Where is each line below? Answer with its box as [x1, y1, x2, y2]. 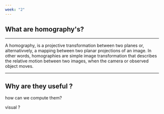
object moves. [5, 63, 34, 69]
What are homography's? [5, 25, 84, 34]
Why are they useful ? [5, 82, 73, 90]
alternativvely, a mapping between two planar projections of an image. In [5, 48, 152, 54]
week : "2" [5, 7, 25, 12]
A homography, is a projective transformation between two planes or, [5, 42, 144, 49]
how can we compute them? [5, 95, 62, 101]
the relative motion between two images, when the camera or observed [5, 58, 149, 64]
